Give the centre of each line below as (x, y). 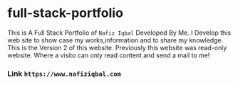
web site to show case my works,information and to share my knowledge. (115, 40)
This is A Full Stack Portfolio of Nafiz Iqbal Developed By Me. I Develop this (119, 33)
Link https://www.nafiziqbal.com (64, 74)
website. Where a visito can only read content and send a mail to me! (109, 55)
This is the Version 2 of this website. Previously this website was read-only (117, 47)
